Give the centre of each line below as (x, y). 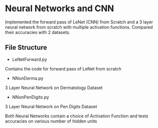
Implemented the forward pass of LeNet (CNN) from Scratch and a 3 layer (79, 22)
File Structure (26, 47)
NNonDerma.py (28, 78)
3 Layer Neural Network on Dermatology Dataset (54, 88)
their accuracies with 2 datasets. (38, 32)
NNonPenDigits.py (31, 97)
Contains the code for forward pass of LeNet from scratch (63, 69)
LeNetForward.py (29, 59)
